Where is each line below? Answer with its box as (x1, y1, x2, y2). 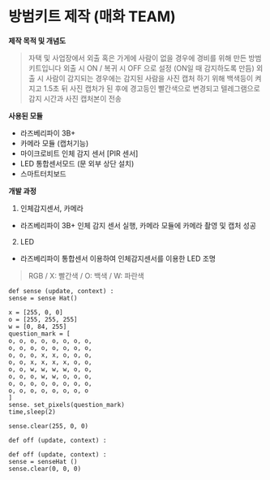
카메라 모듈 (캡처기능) (19, 138, 89, 148)
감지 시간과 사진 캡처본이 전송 (28, 93, 122, 103)
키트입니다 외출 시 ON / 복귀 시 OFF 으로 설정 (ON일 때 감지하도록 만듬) (28, 63, 255, 73)
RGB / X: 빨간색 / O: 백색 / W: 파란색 (28, 270, 144, 280)
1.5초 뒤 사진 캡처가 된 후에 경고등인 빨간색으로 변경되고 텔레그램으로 (43, 83, 261, 93)
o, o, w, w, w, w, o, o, (8, 365, 92, 374)
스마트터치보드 (19, 168, 66, 179)
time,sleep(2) (8, 408, 57, 416)
